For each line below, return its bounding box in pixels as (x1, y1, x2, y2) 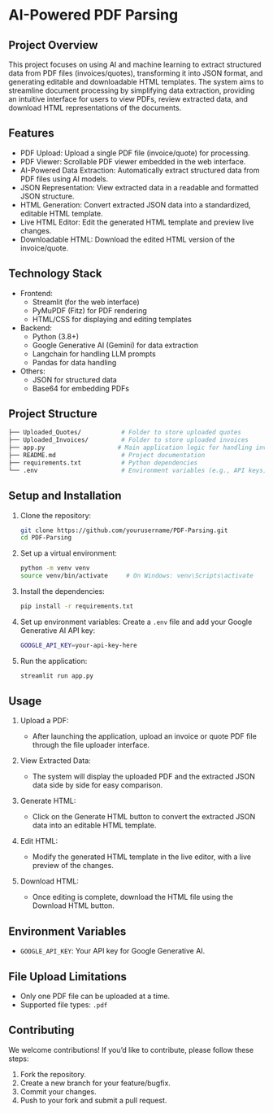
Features (8, 126, 54, 140)
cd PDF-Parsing (19, 534, 72, 542)
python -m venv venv (19, 564, 90, 573)
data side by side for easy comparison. (32, 780, 163, 790)
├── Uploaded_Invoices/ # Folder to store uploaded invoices (8, 436, 249, 444)
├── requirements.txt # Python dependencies (8, 458, 198, 467)
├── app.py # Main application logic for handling (8, 443, 253, 452)
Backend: (19, 323, 53, 333)
